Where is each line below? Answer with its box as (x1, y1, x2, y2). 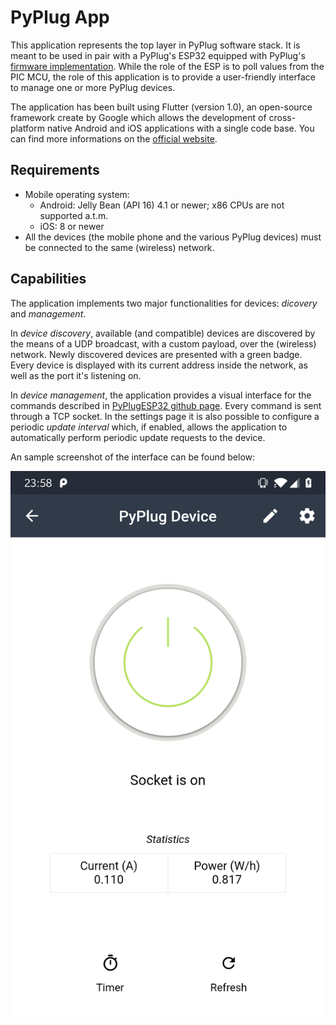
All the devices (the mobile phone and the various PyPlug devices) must (24, 231, 322, 243)
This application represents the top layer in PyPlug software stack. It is (10, 39, 301, 51)
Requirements (10, 162, 100, 179)
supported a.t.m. (39, 209, 109, 221)
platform (10, 122, 45, 134)
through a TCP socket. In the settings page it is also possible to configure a (10, 410, 320, 422)
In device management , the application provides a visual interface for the (10, 389, 312, 401)
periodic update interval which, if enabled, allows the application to (10, 421, 288, 433)
